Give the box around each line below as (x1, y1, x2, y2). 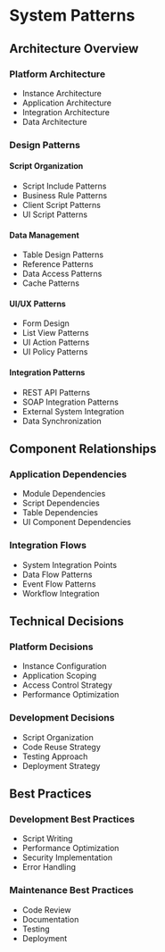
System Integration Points (21, 559, 118, 570)
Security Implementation (21, 852, 113, 863)
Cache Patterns (21, 278, 80, 288)
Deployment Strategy (21, 760, 101, 771)
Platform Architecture (9, 68, 105, 80)
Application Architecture (21, 97, 111, 108)
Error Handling (21, 862, 77, 873)
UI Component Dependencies (21, 517, 132, 528)
